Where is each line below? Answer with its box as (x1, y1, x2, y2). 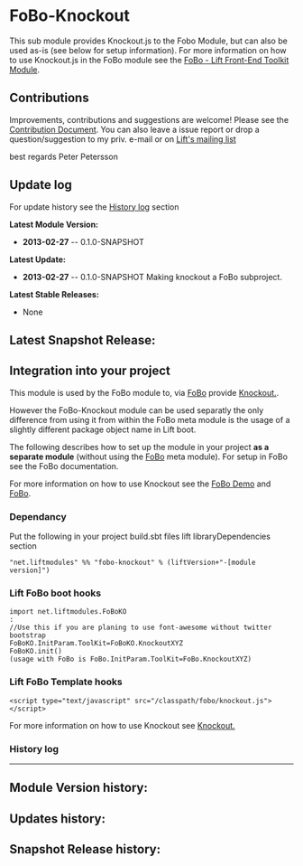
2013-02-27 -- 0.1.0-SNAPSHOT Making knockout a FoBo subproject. (22, 271, 282, 282)
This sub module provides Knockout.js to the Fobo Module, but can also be (9, 35, 289, 46)
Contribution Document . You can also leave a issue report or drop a (9, 124, 260, 135)
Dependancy (9, 510, 67, 522)
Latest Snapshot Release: (9, 332, 156, 348)
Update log (9, 177, 72, 193)
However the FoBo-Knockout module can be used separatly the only (9, 404, 264, 416)
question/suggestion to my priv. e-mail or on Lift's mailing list (9, 133, 236, 145)
